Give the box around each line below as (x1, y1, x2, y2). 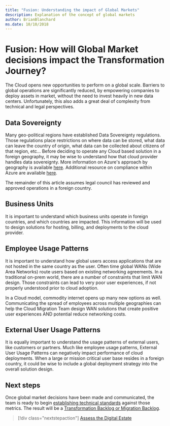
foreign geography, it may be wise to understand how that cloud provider (5, 154, 158, 159)
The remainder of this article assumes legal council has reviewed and (5, 180, 151, 186)
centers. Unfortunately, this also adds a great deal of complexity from (5, 98, 151, 104)
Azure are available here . (5, 170, 57, 176)
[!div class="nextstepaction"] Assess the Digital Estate (17, 415, 132, 421)
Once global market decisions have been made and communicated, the (5, 394, 155, 401)
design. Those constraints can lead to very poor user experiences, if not (5, 279, 156, 286)
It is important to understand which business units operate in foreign (5, 213, 148, 219)
